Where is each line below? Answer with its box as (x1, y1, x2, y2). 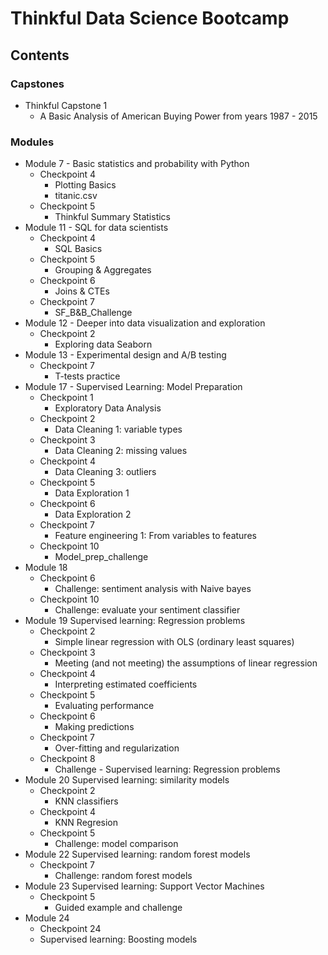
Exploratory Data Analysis (54, 402, 162, 414)
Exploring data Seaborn (54, 338, 153, 351)
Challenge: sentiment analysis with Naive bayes (54, 583, 252, 595)
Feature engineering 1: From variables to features (54, 530, 257, 542)
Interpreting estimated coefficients (54, 678, 198, 691)
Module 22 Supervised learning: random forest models (24, 848, 251, 861)
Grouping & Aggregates (54, 264, 152, 276)
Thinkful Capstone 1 (24, 99, 108, 111)
